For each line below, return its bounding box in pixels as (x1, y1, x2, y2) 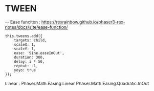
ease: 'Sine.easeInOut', (14, 51, 65, 55)
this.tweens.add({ (5, 34, 43, 38)
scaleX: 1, (14, 42, 36, 47)
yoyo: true (14, 68, 36, 73)
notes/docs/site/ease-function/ (5, 24, 68, 30)
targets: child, (14, 37, 47, 43)
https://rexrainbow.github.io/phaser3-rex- (41, 19, 126, 25)
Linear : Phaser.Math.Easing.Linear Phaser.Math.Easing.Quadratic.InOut (5, 80, 149, 86)
